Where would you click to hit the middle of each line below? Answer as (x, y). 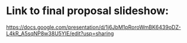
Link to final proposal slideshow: (88, 11)
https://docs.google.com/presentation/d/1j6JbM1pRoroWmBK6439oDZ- (94, 27)
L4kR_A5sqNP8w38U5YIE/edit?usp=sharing (60, 33)
